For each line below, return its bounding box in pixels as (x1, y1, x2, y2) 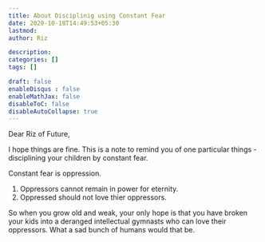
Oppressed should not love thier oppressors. (19, 192, 168, 202)
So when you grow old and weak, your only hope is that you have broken (8, 208, 248, 218)
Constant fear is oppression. (8, 169, 102, 178)
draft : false (8, 77, 52, 85)
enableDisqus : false (8, 85, 81, 93)
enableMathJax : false (8, 93, 81, 101)
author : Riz (8, 34, 48, 42)
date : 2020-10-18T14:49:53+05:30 (8, 19, 120, 27)
